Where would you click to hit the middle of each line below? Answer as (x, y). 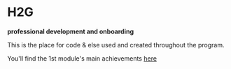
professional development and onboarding (71, 31)
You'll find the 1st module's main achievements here (82, 58)
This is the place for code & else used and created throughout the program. (116, 45)
